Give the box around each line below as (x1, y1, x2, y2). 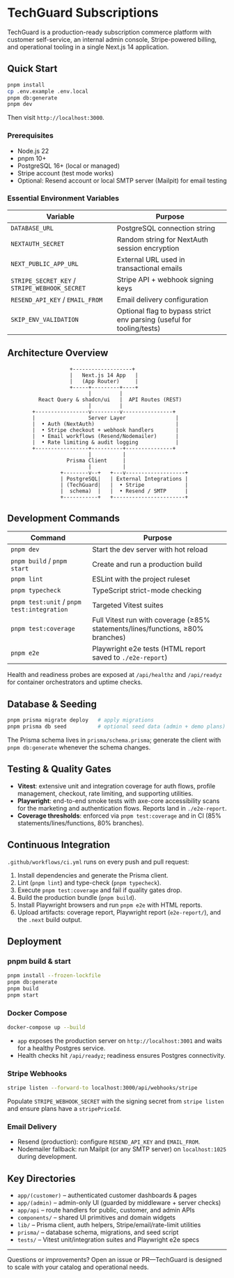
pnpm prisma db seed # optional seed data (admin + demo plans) (7, 723, 226, 731)
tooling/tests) (116, 323, 161, 333)
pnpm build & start (7, 956, 71, 966)
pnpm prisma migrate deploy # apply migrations (7, 717, 155, 724)
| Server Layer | (32, 414, 179, 421)
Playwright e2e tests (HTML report (92, 644, 206, 654)
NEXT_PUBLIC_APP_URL (10, 260, 79, 267)
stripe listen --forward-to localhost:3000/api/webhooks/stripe (7, 1084, 198, 1091)
